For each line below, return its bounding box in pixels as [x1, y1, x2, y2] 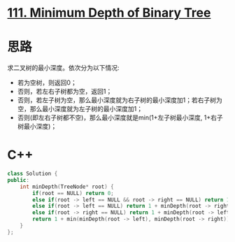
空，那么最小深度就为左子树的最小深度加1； [17, 105, 143, 113]
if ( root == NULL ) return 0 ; [32, 190, 114, 197]
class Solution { [7, 170, 58, 178]
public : [7, 176, 30, 183]
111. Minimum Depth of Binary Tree [7, 5, 211, 21]
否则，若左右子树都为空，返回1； [17, 87, 113, 96]
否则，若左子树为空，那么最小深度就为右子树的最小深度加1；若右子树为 [17, 96, 222, 104]
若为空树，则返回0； [17, 78, 77, 87]
